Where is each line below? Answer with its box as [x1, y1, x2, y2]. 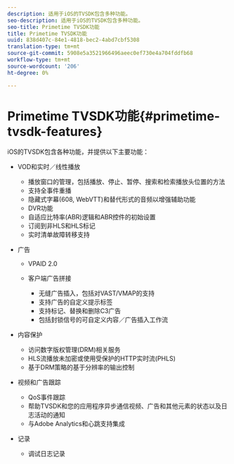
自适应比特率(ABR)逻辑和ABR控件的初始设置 [27, 213, 156, 221]
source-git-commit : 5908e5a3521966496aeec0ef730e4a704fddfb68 [7, 50, 193, 57]
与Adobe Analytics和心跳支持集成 [27, 420, 125, 428]
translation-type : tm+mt [7, 43, 80, 50]
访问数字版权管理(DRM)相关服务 [27, 346, 121, 354]
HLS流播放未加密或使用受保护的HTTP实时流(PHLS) [27, 354, 176, 363]
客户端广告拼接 [27, 274, 72, 283]
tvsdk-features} [7, 123, 103, 140]
